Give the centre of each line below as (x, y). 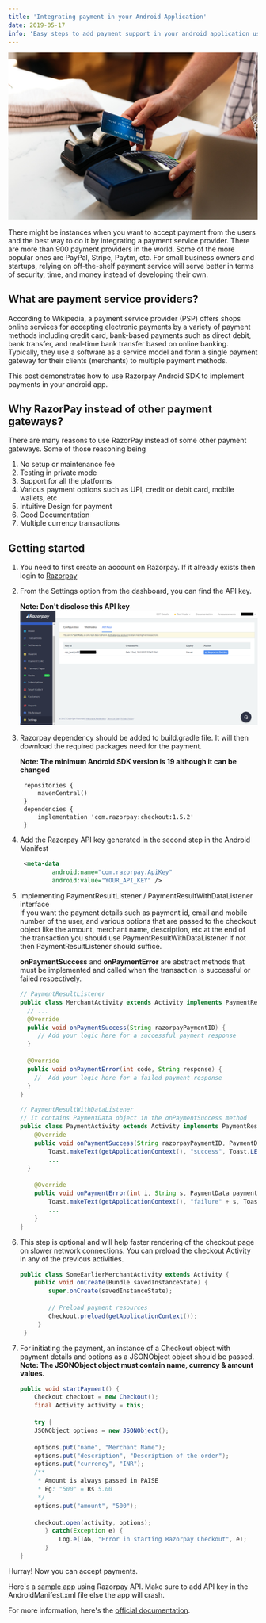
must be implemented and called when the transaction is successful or (135, 970)
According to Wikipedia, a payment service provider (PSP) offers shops (125, 318)
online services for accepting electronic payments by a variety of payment (129, 327)
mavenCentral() (63, 794)
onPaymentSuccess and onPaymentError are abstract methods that (132, 962)
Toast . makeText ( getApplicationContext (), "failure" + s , (144, 1202)
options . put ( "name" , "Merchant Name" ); (100, 1447)
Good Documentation (55, 515)
